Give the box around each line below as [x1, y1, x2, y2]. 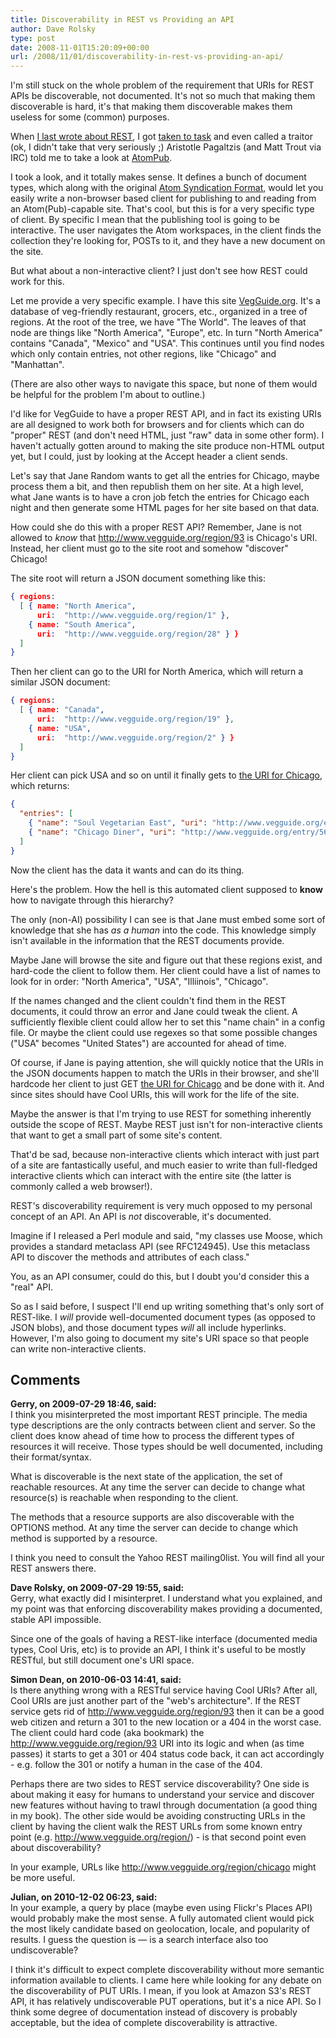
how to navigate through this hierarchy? [10, 894, 174, 906]
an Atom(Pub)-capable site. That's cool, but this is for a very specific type [10, 203, 315, 215]
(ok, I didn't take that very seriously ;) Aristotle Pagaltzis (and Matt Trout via [10, 141, 322, 153]
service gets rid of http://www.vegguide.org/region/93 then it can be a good [10, 1706, 325, 1718]
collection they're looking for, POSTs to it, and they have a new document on [10, 235, 326, 247]
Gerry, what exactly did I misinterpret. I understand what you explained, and [10, 1592, 323, 1605]
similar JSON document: [10, 676, 111, 688]
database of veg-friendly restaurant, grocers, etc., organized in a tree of [10, 306, 308, 318]
